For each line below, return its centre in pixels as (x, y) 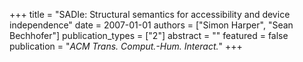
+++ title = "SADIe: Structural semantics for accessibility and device (150, 14)
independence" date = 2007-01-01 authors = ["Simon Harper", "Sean (151, 25)
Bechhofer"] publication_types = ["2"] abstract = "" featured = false (149, 35)
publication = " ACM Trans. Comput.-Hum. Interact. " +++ (126, 46)
